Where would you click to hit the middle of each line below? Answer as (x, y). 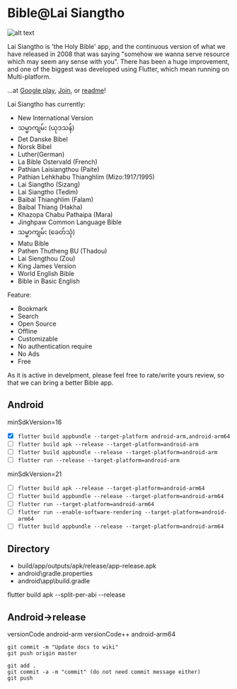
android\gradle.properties (55, 573)
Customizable (37, 338)
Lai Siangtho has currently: (47, 104)
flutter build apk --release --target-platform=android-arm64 (111, 488)
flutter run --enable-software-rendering (79, 512)
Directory (29, 549)
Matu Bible (33, 243)
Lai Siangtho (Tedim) (48, 192)
